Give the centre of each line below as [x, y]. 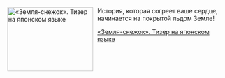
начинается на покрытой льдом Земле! [156, 18]
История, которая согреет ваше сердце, [158, 11]
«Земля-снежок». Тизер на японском [153, 32]
